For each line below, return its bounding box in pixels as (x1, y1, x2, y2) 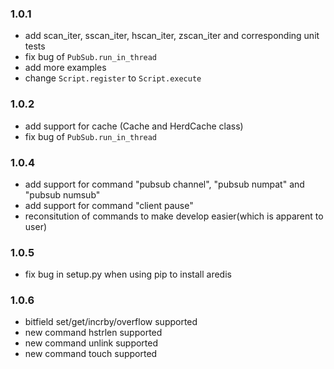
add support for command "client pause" (24, 199, 194, 211)
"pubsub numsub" (24, 188, 101, 201)
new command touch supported (24, 348, 158, 360)
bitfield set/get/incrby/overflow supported (24, 316, 198, 328)
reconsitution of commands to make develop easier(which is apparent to (24, 210, 324, 222)
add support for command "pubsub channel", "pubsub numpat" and (24, 178, 305, 190)
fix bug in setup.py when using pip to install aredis (24, 268, 232, 281)
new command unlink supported (24, 337, 159, 349)
